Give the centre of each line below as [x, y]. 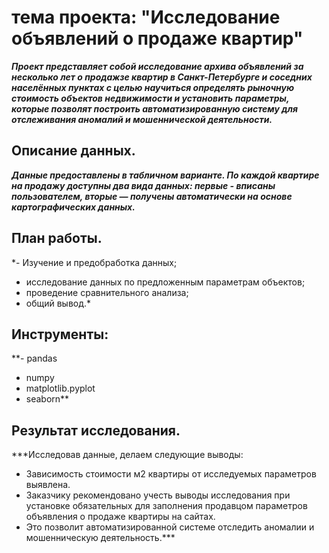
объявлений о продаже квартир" [157, 38]
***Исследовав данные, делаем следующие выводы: [127, 455]
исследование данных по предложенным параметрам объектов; [165, 282]
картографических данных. [73, 207]
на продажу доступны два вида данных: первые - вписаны [143, 185]
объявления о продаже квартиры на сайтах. [120, 517]
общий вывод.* [58, 303]
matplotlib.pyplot [60, 388]
